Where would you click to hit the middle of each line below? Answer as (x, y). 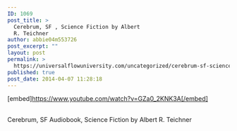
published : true (31, 72)
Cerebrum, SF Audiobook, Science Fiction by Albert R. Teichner (99, 120)
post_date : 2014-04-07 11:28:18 (55, 79)
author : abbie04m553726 (42, 40)
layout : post (26, 53)
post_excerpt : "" (33, 46)
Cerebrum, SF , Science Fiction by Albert (77, 27)
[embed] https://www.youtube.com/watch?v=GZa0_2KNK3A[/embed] (108, 99)
